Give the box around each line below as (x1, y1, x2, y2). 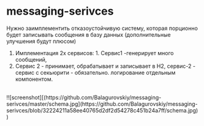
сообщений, (15, 56, 47, 63)
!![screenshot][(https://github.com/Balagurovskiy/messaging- (6, 94, 162, 101)
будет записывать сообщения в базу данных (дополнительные (6, 31, 171, 38)
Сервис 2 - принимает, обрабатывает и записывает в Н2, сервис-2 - (15, 62, 196, 70)
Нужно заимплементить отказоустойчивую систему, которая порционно (6, 24, 198, 32)
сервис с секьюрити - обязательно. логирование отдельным (15, 69, 176, 76)
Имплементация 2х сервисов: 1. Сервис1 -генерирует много (15, 49, 174, 56)
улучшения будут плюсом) (6, 37, 77, 45)
